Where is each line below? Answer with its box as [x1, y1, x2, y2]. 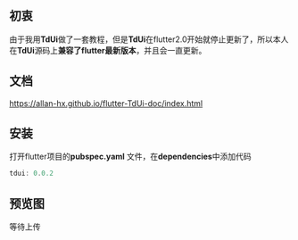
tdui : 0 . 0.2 [9, 169, 54, 178]
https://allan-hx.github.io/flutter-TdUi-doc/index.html [9, 97, 203, 109]
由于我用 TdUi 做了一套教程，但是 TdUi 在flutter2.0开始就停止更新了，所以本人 [9, 34, 289, 45]
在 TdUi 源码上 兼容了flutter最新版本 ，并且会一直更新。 [9, 45, 207, 55]
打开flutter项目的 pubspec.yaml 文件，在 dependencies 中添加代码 [9, 151, 252, 162]
